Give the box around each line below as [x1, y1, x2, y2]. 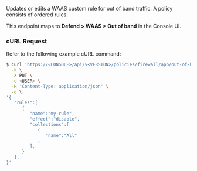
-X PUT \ [11, 73, 33, 78]
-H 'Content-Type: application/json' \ [11, 83, 109, 90]
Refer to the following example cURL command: [6, 50, 121, 57]
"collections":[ [29, 121, 69, 128]
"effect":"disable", [29, 117, 80, 122]
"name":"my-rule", [29, 111, 75, 117]
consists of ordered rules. [6, 11, 69, 18]
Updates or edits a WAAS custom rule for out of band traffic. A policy [6, 5, 173, 12]
